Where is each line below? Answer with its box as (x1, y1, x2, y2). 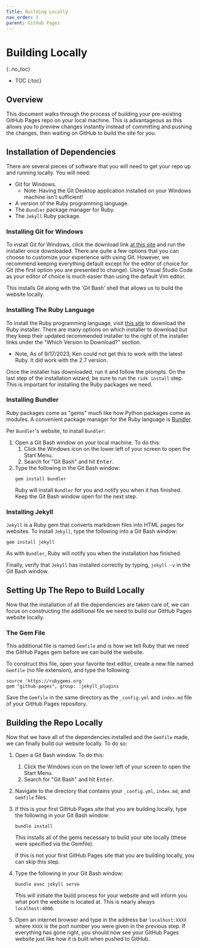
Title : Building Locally (6, 8, 68, 15)
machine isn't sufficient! (23, 193, 83, 201)
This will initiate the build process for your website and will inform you (14, 892, 187, 899)
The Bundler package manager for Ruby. (14, 206, 115, 213)
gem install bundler (14, 475, 66, 482)
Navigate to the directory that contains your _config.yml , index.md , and (14, 788, 190, 795)
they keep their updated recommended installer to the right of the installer (6, 332, 189, 339)
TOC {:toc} (14, 77, 42, 84)
